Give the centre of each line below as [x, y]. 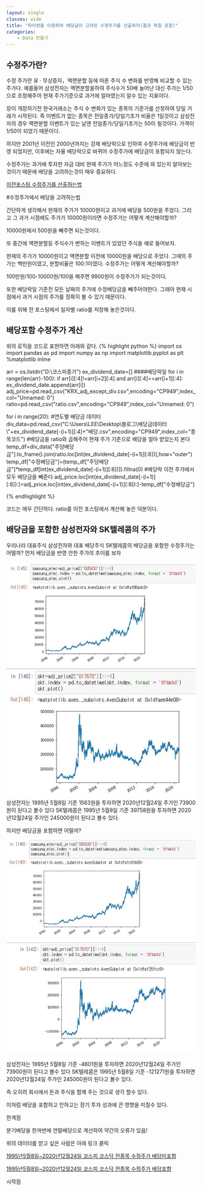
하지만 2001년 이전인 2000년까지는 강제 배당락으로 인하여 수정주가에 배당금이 [97, 143]
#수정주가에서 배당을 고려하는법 [44, 197]
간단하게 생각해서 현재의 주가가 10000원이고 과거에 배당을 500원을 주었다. [93, 210]
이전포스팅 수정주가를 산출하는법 [44, 184]
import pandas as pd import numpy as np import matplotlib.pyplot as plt [95, 353]
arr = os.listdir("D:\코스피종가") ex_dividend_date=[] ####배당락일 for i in [95, 371]
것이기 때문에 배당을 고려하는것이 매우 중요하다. [62, 171]
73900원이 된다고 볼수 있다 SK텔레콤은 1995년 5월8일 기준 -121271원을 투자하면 [101, 1072]
